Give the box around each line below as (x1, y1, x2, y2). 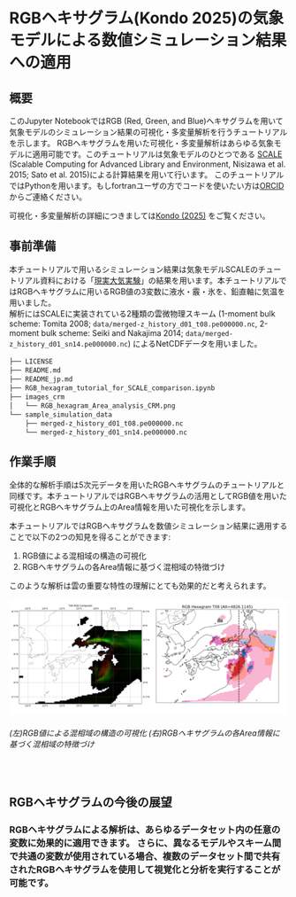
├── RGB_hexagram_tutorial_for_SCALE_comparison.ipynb (9, 383, 216, 393)
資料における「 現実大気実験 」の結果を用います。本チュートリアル (39, 275, 280, 285)
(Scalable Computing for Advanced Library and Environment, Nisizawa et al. (9, 159, 286, 169)
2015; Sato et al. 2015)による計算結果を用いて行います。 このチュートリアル (9, 169, 285, 180)
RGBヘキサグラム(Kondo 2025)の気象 (9, 8, 285, 28)
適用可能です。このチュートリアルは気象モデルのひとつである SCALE (32, 149, 283, 160)
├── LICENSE (9, 356, 53, 366)
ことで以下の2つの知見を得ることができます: (9, 531, 171, 542)
